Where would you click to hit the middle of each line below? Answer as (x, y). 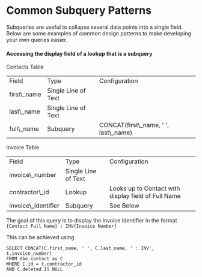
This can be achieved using (40, 237)
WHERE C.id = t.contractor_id (44, 264)
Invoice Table (23, 147)
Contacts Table (25, 67)
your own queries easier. (37, 40)
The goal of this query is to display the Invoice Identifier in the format (92, 221)
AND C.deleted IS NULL (35, 270)
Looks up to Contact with (145, 188)
